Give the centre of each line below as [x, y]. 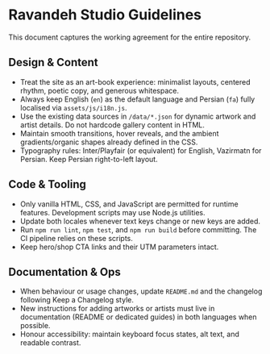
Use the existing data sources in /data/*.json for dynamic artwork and [138, 116]
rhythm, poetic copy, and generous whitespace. [100, 90]
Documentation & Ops [64, 272]
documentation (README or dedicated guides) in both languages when [138, 317]
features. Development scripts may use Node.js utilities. [112, 212]
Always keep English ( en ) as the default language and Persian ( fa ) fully [137, 99]
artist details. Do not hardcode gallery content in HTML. [112, 125]
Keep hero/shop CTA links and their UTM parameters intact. [119, 247]
